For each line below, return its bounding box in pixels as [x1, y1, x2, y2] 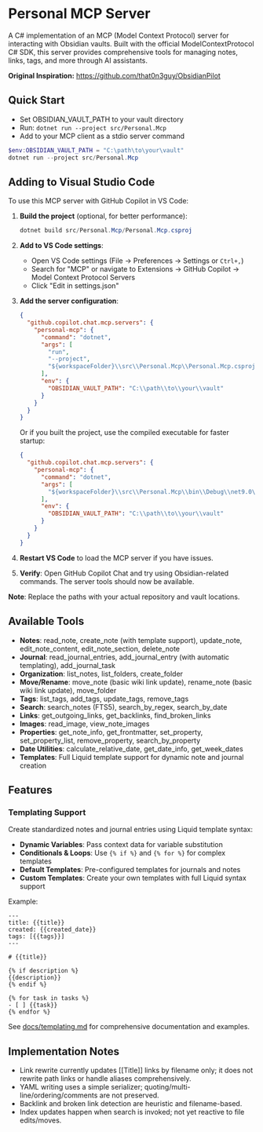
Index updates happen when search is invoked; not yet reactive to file [19, 1108, 245, 1116]
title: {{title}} [8, 919, 65, 927]
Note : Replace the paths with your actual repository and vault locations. [8, 592, 240, 601]
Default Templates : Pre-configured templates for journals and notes [19, 865, 241, 875]
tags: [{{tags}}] [8, 933, 65, 940]
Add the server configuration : [19, 296, 119, 306]
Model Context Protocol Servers [31, 272, 136, 283]
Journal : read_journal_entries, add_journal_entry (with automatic [19, 652, 230, 662]
